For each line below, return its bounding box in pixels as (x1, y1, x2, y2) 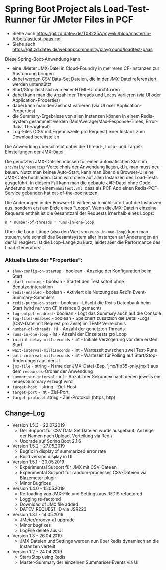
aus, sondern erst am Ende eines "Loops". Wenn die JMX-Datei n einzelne (5, 205, 157, 211)
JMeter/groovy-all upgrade (19, 517, 75, 523)
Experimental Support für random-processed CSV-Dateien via (19, 470, 147, 476)
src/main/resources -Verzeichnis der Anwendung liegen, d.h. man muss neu (5, 164, 160, 170)
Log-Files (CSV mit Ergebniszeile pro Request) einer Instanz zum (12, 128, 145, 134)
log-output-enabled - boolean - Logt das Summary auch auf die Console (12, 310, 161, 316)
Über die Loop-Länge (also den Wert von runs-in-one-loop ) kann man (5, 228, 149, 234)
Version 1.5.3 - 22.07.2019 (12, 422, 65, 428)
